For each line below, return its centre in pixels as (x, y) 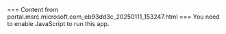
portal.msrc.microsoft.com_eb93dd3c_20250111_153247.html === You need (114, 17)
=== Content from (33, 10)
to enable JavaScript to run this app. (58, 24)
